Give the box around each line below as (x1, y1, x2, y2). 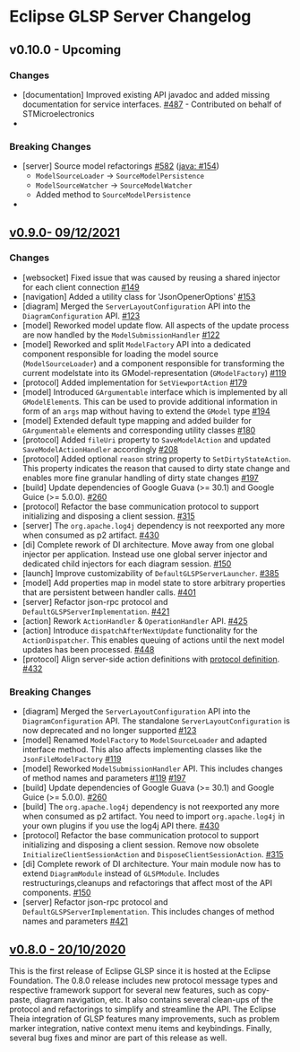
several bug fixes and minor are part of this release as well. (9, 1032, 227, 1043)
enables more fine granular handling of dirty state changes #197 (21, 472, 260, 483)
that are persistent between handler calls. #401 (21, 586, 197, 598)
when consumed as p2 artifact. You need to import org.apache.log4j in (21, 811, 285, 822)
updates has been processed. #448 (21, 644, 155, 654)
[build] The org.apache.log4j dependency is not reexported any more (21, 802, 280, 812)
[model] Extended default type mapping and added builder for (21, 415, 253, 425)
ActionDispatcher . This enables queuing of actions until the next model (21, 635, 285, 645)
